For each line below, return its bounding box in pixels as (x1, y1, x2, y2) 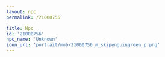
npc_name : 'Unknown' (6, 37, 58, 43)
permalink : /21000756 (6, 14, 61, 20)
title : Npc (6, 25, 34, 31)
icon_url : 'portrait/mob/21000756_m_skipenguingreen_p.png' (6, 42, 161, 48)
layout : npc (6, 8, 36, 15)
